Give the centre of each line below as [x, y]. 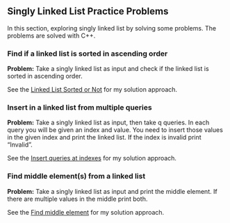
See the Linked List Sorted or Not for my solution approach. [92, 90]
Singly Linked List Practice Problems [88, 11]
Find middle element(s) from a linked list [76, 176]
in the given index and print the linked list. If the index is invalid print [104, 138]
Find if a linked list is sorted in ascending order [88, 53]
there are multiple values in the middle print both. [77, 199]
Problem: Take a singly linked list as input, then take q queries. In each [108, 123]
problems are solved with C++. [51, 35]
